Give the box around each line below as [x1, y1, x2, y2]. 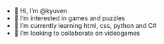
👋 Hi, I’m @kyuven [13, 7, 68, 15]
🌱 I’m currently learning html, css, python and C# [13, 22, 157, 29]
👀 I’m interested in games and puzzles [13, 14, 125, 22]
